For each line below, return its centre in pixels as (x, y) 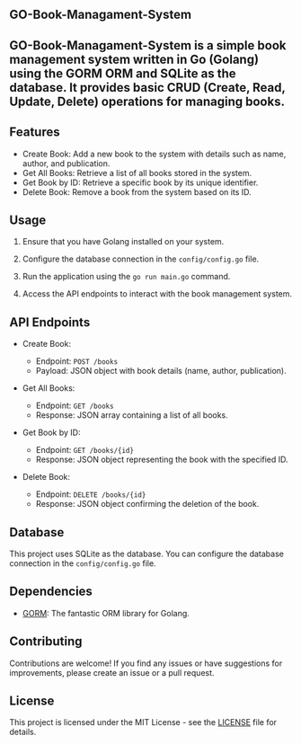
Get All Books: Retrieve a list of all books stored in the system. (137, 173)
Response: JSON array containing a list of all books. (132, 415)
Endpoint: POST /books (77, 361)
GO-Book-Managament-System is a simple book (148, 45)
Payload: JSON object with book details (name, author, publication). (161, 371)
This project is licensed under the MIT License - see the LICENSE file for (143, 722)
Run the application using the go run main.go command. (126, 277)
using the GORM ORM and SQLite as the (123, 73)
